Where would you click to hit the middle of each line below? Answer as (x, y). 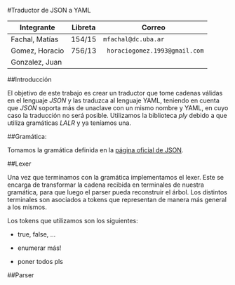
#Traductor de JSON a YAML (49, 10)
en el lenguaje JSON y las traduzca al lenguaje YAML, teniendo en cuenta (113, 100)
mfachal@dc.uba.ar (134, 39)
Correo (154, 27)
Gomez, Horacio (38, 51)
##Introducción (29, 79)
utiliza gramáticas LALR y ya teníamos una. (69, 123)
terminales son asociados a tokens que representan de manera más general (117, 200)
